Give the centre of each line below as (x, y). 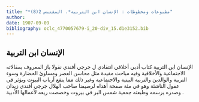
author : (16, 17)
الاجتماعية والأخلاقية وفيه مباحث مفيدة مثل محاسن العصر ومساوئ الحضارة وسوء (96, 73)
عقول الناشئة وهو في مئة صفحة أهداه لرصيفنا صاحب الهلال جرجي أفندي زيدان (93, 86)
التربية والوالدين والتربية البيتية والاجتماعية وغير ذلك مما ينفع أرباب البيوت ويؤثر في (97, 80)
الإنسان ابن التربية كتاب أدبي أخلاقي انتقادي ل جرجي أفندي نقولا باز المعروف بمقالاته (99, 67)
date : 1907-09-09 (28, 23)
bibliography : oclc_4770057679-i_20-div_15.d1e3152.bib (77, 28)
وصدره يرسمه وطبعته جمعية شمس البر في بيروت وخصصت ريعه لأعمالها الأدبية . (95, 92)
